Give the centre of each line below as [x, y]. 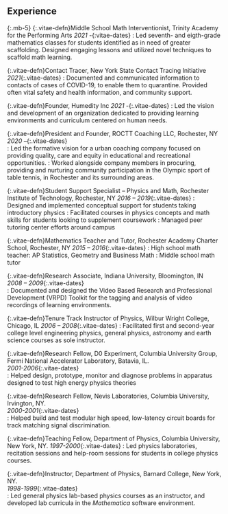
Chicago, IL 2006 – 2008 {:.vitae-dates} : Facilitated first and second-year [111, 325]
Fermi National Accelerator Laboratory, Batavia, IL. [78, 361]
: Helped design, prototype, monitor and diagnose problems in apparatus [110, 375]
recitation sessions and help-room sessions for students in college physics [113, 453]
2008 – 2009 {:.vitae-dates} [46, 283]
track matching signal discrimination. [59, 425]
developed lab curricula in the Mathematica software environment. [101, 503]
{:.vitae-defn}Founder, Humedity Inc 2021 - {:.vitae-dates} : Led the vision [111, 105]
